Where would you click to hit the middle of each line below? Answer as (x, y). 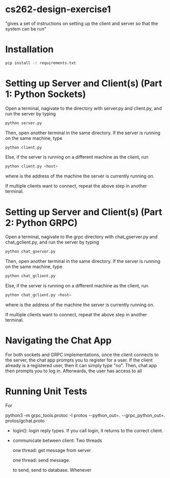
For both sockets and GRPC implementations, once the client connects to (82, 354)
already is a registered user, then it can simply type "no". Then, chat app (81, 365)
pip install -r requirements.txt (41, 63)
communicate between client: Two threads (57, 440)
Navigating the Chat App (59, 340)
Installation (30, 50)
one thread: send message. (41, 460)
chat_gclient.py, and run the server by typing (52, 242)
